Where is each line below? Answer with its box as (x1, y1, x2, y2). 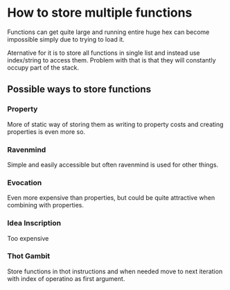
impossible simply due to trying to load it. (7, 35, 125, 43)
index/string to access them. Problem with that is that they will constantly (7, 56, 216, 64)
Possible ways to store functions (7, 83, 151, 95)
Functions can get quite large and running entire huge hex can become (7, 28, 210, 36)
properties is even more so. (7, 127, 85, 136)
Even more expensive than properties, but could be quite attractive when (7, 194, 215, 202)
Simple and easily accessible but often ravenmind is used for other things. (7, 160, 219, 169)
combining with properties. (7, 201, 85, 210)
